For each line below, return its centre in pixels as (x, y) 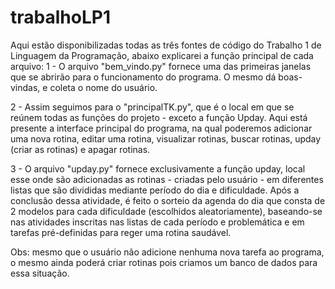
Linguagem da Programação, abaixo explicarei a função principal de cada (162, 55)
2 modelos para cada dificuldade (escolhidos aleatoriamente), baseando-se (166, 211)
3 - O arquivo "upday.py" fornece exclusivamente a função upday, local (158, 168)
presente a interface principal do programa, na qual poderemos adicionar (161, 128)
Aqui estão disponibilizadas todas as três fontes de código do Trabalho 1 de (166, 45)
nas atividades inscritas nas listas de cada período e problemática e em (157, 222)
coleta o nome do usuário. (103, 87)
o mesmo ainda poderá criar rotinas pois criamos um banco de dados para (164, 262)
